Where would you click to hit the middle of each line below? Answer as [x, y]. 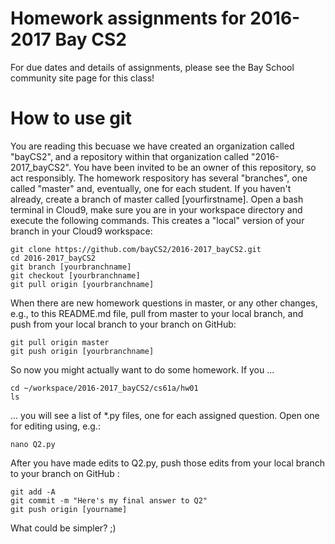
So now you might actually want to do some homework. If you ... [142, 369]
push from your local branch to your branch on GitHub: [123, 324]
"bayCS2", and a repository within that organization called [130, 156]
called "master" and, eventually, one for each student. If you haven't [151, 188]
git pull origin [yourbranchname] [82, 284]
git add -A [33, 492]
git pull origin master [60, 342]
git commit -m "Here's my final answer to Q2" [109, 500]
